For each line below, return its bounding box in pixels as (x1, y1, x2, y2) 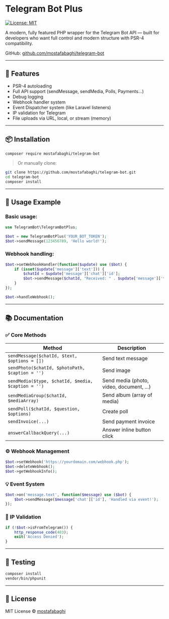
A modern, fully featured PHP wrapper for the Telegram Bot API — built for (5, 29, 159, 35)
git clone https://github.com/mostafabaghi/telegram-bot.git (5, 170, 136, 175)
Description (117, 345, 146, 352)
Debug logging (12, 93, 44, 100)
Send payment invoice (102, 418, 155, 425)
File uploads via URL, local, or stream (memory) (12, 115, 112, 121)
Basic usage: (5, 213, 38, 220)
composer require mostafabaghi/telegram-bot (5, 151, 100, 156)
